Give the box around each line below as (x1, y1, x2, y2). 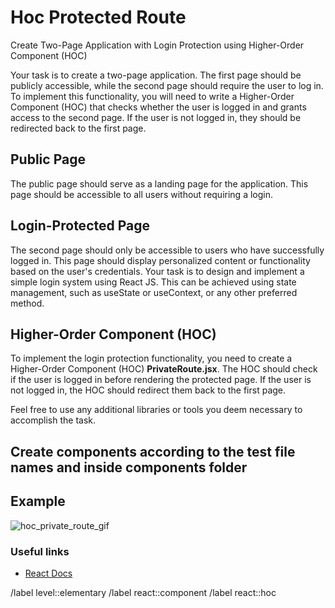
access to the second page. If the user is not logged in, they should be (10, 111, 302, 123)
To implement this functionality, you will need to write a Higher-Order (10, 90, 295, 102)
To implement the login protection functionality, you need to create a (10, 352, 293, 365)
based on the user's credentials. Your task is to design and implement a (10, 265, 305, 277)
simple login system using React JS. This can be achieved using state (10, 276, 297, 288)
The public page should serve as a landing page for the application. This (10, 177, 309, 190)
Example (10, 493, 66, 510)
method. (10, 297, 45, 309)
